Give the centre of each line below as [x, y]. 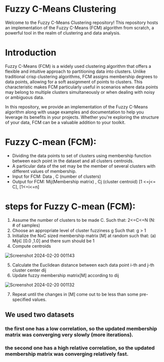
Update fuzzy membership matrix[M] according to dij [65, 275]
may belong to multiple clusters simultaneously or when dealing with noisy [80, 92]
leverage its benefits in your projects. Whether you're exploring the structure [82, 117]
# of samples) [26, 225]
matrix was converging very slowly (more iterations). [69, 335]
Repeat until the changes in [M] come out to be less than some [75, 294]
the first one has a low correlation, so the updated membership [81, 329]
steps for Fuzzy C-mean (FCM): [70, 207]
